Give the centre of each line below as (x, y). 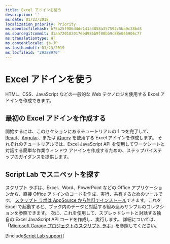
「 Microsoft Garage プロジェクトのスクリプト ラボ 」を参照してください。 (82, 226)
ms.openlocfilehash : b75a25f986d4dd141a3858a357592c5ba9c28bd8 (74, 29)
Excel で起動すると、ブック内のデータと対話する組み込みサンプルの (76, 207)
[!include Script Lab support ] (35, 236)
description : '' (22, 15)
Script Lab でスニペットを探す (53, 174)
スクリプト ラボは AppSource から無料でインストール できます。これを (88, 200)
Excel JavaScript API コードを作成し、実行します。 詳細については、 (87, 220)
